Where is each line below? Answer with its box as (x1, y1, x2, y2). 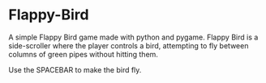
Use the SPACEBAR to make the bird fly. (8, 64, 142, 74)
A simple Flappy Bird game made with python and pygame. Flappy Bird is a (8, 32, 259, 42)
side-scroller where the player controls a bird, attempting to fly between (8, 40, 249, 50)
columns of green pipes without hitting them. (8, 49, 158, 59)
